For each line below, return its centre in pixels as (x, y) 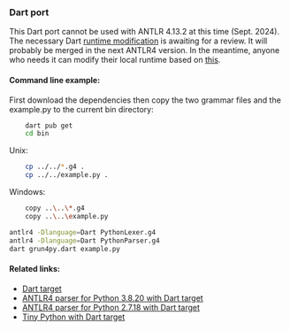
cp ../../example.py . (67, 175)
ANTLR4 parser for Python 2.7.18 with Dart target (111, 307)
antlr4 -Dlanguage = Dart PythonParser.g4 (85, 241)
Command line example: (55, 80)
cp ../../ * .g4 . (55, 167)
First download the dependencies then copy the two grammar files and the (145, 100)
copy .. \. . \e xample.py (67, 216)
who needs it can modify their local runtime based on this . (115, 60)
